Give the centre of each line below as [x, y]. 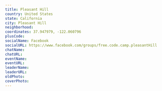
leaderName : [17, 68]
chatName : [15, 50]
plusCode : [15, 37]
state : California [24, 18]
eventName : [16, 59]
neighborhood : [19, 27]
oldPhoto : [15, 77]
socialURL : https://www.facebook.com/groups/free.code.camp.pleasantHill [81, 45]
